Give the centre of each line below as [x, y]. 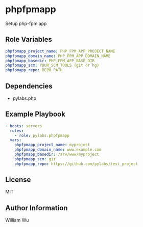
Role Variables [29, 39]
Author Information [37, 208]
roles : [17, 131]
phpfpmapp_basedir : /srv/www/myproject [57, 154]
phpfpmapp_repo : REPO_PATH [34, 70]
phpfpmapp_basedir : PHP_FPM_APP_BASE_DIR [50, 61]
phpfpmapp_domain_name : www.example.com [58, 150]
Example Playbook [35, 114]
